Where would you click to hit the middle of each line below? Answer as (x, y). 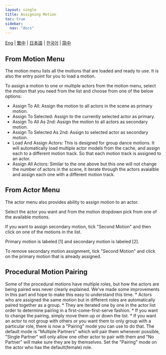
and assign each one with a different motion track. (64, 174)
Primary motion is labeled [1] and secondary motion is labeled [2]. (72, 241)
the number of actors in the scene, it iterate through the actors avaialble (86, 169)
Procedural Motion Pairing (46, 272)
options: (14, 96)
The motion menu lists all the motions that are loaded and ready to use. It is (82, 71)
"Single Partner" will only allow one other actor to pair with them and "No (80, 337)
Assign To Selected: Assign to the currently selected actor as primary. (83, 116)
